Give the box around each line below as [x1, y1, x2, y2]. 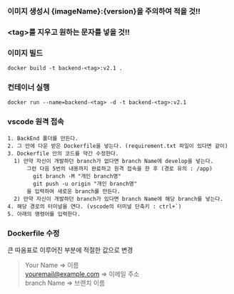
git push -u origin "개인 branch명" [33, 180, 138, 187]
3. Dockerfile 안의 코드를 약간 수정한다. [7, 149, 119, 157]
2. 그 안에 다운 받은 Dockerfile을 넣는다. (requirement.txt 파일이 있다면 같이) [7, 142, 228, 149]
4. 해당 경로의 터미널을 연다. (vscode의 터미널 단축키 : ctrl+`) [7, 203, 182, 210]
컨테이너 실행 [7, 83, 50, 93]
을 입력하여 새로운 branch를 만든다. [26, 187, 121, 195]
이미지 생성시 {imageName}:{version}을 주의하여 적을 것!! [7, 6, 201, 16]
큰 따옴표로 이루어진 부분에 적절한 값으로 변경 [7, 246, 133, 254]
